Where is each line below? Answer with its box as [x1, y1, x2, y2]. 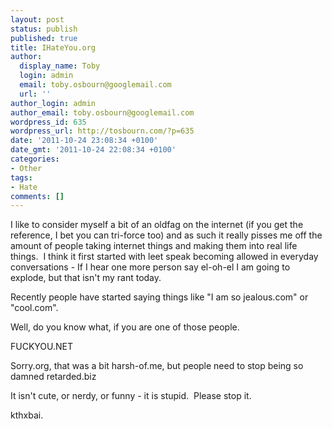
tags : [10, 172, 33, 183]
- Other [10, 163, 43, 173]
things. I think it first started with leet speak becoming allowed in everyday [10, 251, 319, 263]
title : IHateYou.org [10, 42, 97, 53]
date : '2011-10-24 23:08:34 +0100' [10, 136, 159, 146]
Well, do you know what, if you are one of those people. [10, 321, 240, 333]
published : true [10, 33, 78, 43]
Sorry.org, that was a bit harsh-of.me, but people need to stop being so [10, 360, 304, 372]
